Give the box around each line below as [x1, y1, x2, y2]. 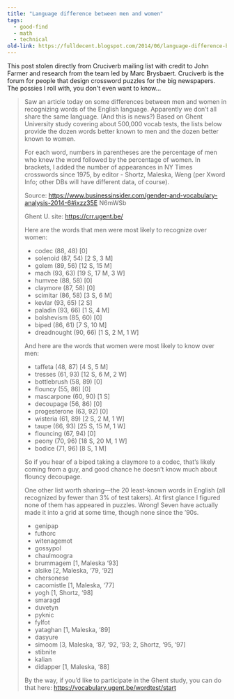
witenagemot [34, 536, 73, 545]
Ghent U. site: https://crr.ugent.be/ [24, 212, 123, 220]
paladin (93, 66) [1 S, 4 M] [34, 306, 110, 314]
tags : [7, 17, 23, 24]
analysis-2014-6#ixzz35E [24, 199, 98, 206]
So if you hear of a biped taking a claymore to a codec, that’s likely [24, 458, 216, 466]
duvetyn [34, 603, 59, 611]
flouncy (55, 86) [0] [34, 385, 91, 393]
